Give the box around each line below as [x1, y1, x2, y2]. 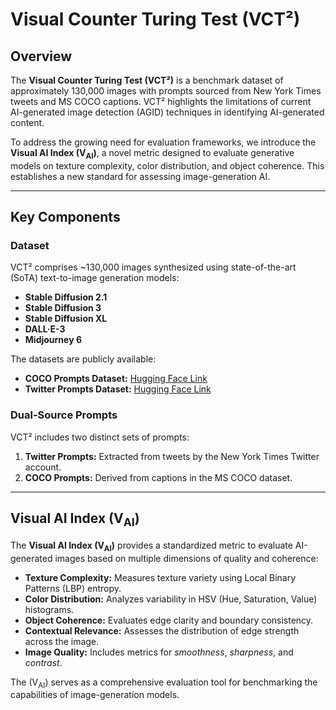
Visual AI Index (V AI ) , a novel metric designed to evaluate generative [10, 147, 295, 161]
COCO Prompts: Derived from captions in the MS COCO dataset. [24, 471, 293, 483]
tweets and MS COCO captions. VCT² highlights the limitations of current [10, 96, 312, 107]
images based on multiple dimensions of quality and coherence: [54, 552, 319, 564]
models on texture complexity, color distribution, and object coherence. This [10, 159, 325, 172]
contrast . [24, 656, 63, 668]
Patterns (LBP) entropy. [24, 582, 122, 594]
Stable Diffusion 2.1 [24, 291, 108, 303]
